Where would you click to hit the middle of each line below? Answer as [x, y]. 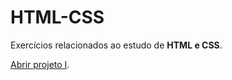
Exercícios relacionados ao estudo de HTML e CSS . [116, 45]
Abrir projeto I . [40, 64]
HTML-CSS [57, 17]
